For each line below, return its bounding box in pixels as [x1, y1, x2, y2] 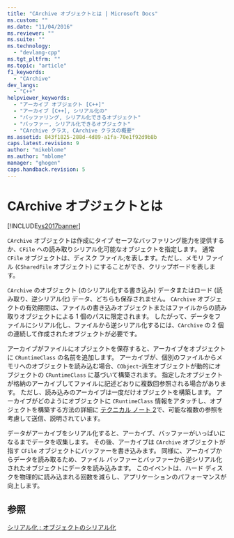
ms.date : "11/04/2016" [7, 23, 73, 30]
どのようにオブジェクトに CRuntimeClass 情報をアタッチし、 [37, 396, 210, 405]
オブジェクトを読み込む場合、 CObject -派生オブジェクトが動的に [31, 361, 215, 370]
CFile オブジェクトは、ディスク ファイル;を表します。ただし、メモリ [7, 253, 204, 262]
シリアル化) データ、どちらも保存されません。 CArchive [37, 294, 196, 303]
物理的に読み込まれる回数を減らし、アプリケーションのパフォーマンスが [19, 472, 227, 481]
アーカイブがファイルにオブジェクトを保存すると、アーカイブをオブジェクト [7, 344, 226, 352]
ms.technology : [7, 43, 52, 50]
